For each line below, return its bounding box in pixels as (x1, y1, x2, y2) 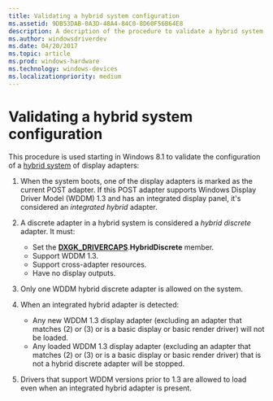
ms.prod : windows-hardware (8, 58, 100, 66)
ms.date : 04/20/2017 (8, 42, 79, 50)
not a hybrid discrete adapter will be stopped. (32, 359, 185, 368)
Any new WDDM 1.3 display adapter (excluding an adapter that (32, 315, 242, 325)
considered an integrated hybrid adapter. (19, 202, 158, 211)
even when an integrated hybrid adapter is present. (19, 383, 193, 393)
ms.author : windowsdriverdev (8, 34, 107, 43)
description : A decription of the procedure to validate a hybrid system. (8, 27, 267, 35)
